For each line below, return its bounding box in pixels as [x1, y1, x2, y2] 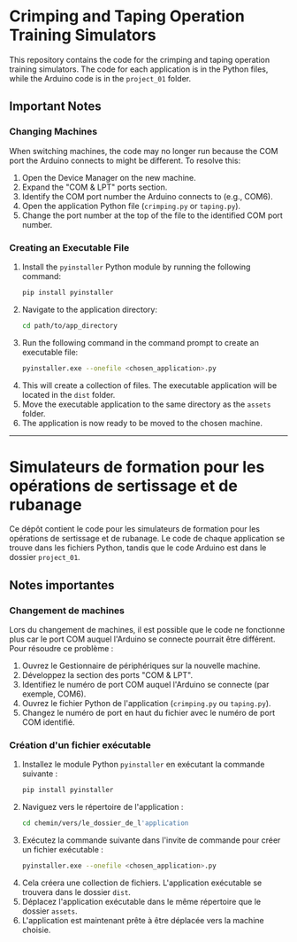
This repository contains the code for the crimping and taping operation [9, 54, 270, 65]
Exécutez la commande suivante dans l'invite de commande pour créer [21, 835, 281, 845]
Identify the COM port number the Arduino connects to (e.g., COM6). [21, 191, 273, 201]
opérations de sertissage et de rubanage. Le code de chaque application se [9, 533, 286, 544]
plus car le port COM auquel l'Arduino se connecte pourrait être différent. [9, 634, 276, 644]
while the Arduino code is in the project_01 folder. [9, 73, 192, 83]
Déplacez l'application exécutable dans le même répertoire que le [21, 897, 262, 907]
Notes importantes [9, 578, 115, 593]
